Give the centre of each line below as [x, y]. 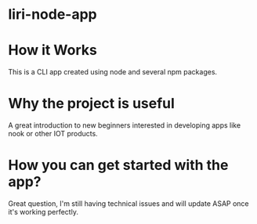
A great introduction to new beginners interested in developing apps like [125, 125]
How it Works [53, 51]
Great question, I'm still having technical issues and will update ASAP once [128, 204]
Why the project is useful [91, 104]
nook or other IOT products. [53, 134]
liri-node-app [52, 14]
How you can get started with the [118, 165]
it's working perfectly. [43, 212]
